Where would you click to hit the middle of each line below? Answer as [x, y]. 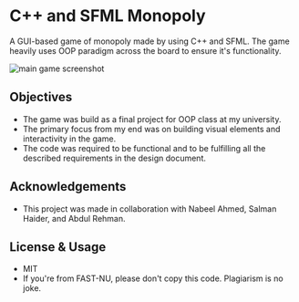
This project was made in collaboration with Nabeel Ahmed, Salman [149, 208]
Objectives [41, 97]
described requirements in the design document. [114, 158]
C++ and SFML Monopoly [108, 16]
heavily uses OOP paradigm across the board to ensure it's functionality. [145, 50]
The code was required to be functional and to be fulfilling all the [144, 148]
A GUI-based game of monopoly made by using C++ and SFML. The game [149, 41]
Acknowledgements [68, 187]
